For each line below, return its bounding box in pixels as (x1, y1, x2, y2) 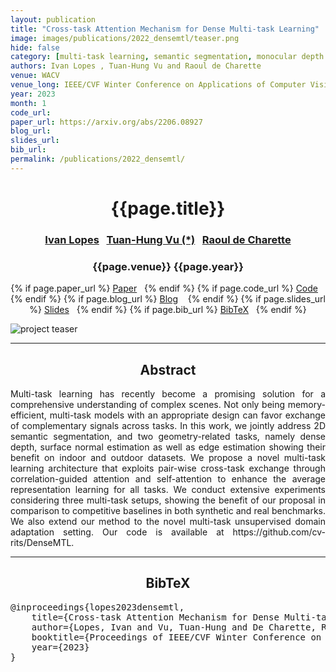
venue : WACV (10, 71, 60, 81)
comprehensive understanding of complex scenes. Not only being (10, 398, 286, 410)
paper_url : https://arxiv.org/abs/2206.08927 (10, 117, 203, 127)
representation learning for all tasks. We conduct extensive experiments (10, 483, 326, 495)
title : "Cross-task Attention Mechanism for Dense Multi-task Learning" (10, 24, 320, 34)
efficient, (10, 409, 47, 421)
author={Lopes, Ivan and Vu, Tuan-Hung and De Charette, (31, 621, 317, 633)
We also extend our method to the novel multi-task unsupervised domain (10, 515, 326, 527)
